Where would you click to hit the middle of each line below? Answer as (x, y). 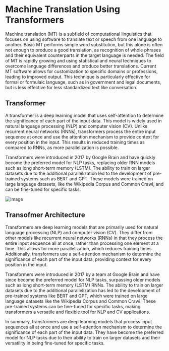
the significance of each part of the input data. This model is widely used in (84, 121)
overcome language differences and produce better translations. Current (81, 66)
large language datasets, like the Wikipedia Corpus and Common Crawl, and (84, 184)
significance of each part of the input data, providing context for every (78, 259)
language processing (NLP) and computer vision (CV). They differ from (79, 232)
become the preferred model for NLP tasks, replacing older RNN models (80, 163)
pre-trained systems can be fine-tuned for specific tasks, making (73, 306)
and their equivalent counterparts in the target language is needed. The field (84, 55)
